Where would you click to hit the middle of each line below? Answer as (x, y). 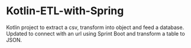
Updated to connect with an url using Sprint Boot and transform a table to (96, 33)
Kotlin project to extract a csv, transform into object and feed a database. (95, 27)
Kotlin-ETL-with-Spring (65, 11)
